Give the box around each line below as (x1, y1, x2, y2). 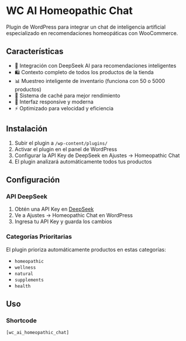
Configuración (6, 175, 60, 185)
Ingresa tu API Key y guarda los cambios (14, 218, 112, 225)
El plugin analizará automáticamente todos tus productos (14, 158, 152, 165)
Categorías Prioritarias (6, 232, 72, 241)
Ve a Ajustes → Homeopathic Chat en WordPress (14, 212, 133, 219)
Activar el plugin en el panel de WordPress (14, 145, 118, 152)
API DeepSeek (6, 192, 48, 200)
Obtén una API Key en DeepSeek (14, 206, 94, 213)
